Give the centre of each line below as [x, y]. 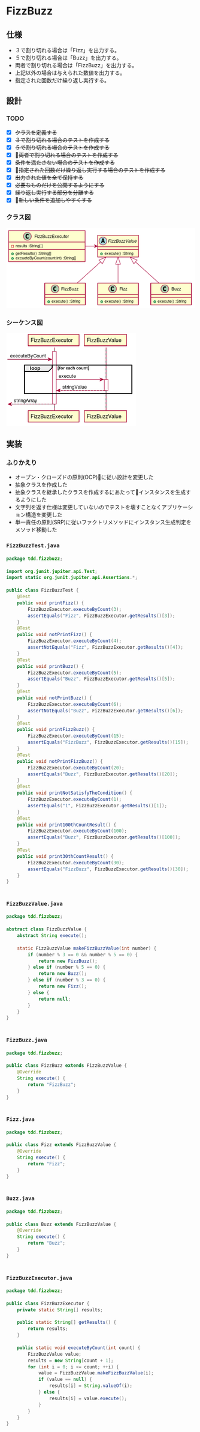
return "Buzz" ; [47, 1243]
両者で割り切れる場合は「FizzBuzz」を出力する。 [76, 65]
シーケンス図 [25, 323]
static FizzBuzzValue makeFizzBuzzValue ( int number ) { [87, 948]
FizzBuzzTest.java [33, 546]
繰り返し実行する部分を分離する [54, 193]
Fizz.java [20, 1119]
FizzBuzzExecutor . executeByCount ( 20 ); [76, 768]
